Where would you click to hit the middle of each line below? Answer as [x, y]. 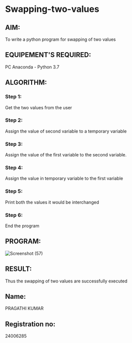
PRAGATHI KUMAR [24, 308]
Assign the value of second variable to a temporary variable [66, 131]
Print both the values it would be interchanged [52, 202]
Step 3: [14, 144]
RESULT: [19, 269]
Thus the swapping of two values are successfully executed [66, 281]
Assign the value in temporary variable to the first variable [64, 178]
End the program [22, 226]
